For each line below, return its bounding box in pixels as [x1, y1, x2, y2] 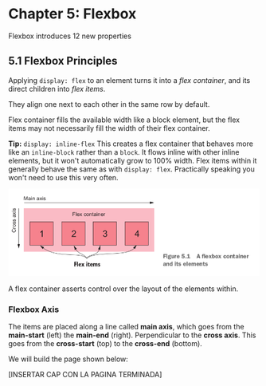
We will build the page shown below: [8, 354, 129, 364]
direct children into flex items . [8, 84, 106, 93]
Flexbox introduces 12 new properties [8, 31, 131, 41]
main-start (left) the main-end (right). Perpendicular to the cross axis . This [8, 330, 256, 340]
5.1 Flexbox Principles [8, 54, 118, 68]
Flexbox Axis [8, 304, 60, 315]
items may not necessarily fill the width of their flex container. [8, 123, 211, 132]
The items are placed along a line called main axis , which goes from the [8, 322, 244, 332]
